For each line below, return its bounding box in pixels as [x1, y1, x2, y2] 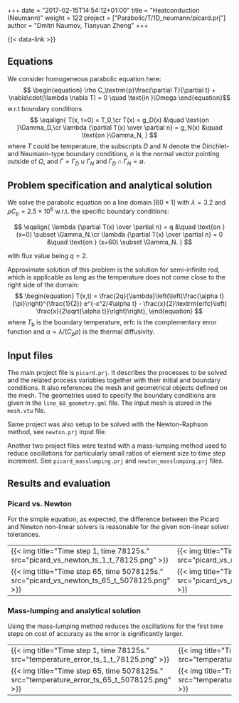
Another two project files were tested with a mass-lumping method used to [7, 441, 227, 450]
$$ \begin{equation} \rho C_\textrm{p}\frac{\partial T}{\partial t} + [23, 86, 216, 94]
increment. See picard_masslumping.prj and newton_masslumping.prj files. [7, 456, 224, 466]
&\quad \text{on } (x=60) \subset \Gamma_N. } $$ [46, 237, 193, 246]
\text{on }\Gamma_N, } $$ [81, 130, 158, 139]
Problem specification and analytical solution [7, 180, 213, 191]
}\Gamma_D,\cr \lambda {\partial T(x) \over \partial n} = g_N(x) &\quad [16, 123, 223, 131]
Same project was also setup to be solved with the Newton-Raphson [7, 420, 208, 429]
